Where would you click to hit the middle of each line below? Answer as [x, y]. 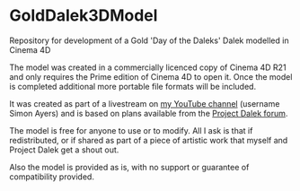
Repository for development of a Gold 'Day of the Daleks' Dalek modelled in [149, 40]
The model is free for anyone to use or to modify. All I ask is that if [131, 130]
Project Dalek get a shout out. [64, 150]
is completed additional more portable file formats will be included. [133, 86]
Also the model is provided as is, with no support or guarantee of [129, 167]
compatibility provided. [52, 177]
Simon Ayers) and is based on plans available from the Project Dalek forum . [149, 113]
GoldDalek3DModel [84, 16]
